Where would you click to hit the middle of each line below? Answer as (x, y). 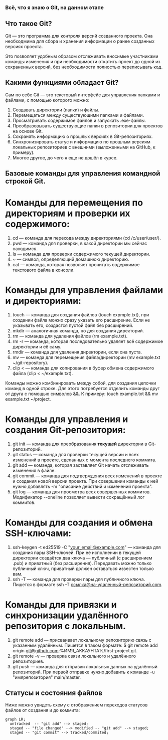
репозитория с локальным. (66, 626)
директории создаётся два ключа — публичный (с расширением (82, 558)
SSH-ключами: (38, 533)
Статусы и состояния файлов (54, 693)
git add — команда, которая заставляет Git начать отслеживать (80, 465)
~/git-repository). (30, 362)
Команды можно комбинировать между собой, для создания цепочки (81, 383)
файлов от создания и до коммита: (43, 710)
